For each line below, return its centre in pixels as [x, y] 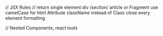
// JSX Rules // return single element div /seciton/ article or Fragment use [82, 7]
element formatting [25, 18]
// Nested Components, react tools [41, 28]
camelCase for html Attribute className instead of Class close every [78, 13]
